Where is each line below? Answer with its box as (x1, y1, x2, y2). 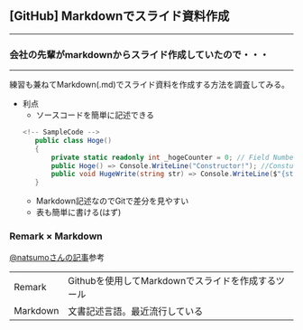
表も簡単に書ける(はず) (35, 207, 122, 218)
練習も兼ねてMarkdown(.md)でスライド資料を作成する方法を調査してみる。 (9, 80, 290, 90)
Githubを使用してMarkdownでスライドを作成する (67, 274, 277, 287)
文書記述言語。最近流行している (67, 305, 204, 317)
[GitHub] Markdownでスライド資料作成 (9, 8, 230, 24)
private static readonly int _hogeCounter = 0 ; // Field (50, 153, 270, 162)
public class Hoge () (34, 136, 113, 145)
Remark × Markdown (9, 230, 103, 242)
